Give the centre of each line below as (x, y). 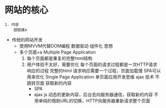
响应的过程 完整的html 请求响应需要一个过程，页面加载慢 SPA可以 (94, 70)
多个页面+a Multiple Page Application (57, 52)
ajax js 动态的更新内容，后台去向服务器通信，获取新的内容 (93, 94)
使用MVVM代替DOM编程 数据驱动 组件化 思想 (66, 46)
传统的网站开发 (27, 40)
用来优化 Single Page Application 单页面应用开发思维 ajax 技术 (90, 77)
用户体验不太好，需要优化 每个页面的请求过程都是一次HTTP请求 (92, 64)
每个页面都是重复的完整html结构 (59, 58)
